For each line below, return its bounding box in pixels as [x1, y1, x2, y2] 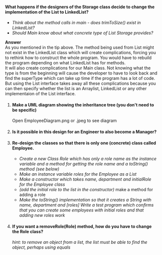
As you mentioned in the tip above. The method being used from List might [5, 45, 154, 50]
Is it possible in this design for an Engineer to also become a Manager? [12, 129, 157, 135]
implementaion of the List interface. [5, 91, 76, 97]
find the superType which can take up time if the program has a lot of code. [5, 75, 156, 81]
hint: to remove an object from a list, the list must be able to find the [12, 240, 147, 245]
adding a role [19, 192, 46, 198]
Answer [5, 39, 21, 45]
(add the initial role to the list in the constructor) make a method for [19, 187, 153, 193]
